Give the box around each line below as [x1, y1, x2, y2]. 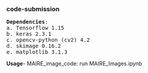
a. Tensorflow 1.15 [6, 25, 65, 31]
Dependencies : [6, 19, 49, 25]
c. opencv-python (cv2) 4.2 [6, 37, 90, 43]
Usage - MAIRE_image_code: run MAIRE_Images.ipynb [6, 60, 143, 68]
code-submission [6, 5, 60, 13]
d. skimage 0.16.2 [6, 43, 62, 49]
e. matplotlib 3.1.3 [6, 49, 68, 56]
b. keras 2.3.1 [6, 31, 52, 37]
